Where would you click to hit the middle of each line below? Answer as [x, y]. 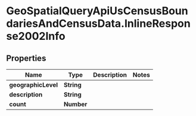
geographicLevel [34, 85]
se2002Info [36, 36]
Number [75, 104]
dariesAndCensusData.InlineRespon [98, 23]
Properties [26, 58]
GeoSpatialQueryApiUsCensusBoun [97, 11]
